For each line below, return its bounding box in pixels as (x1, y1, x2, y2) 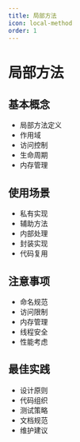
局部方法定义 (19, 121, 62, 130)
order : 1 (8, 26, 37, 34)
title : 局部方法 (8, 11, 57, 20)
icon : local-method (8, 19, 73, 27)
